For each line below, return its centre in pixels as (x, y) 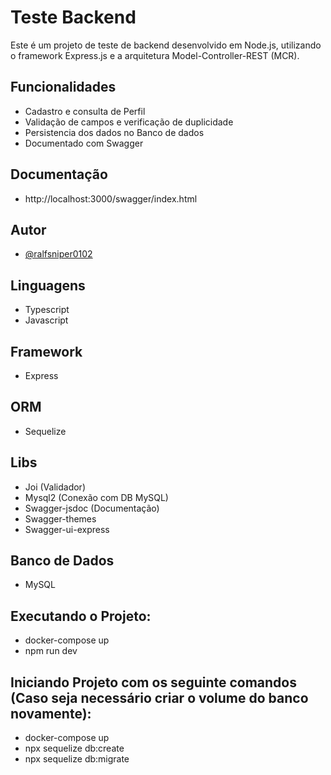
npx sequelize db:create (74, 748)
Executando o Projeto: (81, 616)
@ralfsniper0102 (58, 254)
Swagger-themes (60, 518)
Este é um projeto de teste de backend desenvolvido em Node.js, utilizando (166, 45)
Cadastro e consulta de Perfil (85, 111)
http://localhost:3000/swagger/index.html (111, 198)
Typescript (47, 310)
